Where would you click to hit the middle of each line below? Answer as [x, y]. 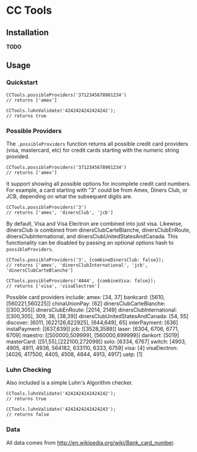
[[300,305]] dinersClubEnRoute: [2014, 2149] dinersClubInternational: [92, 310]
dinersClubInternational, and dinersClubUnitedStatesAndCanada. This [92, 236]
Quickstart [22, 82]
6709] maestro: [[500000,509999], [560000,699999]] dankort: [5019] [93, 335]
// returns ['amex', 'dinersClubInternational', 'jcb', [77, 265]
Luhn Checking [29, 370]
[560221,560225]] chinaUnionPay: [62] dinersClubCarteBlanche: [86, 303]
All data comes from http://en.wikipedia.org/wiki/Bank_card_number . [90, 442]
